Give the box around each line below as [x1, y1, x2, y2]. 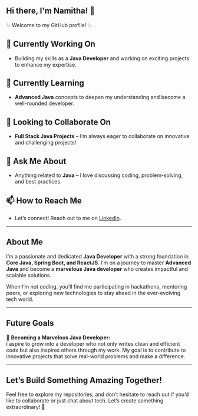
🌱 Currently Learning [6, 78, 84, 89]
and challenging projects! [14, 139, 77, 146]
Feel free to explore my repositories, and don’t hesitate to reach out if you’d [6, 391, 189, 398]
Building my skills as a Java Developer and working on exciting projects [14, 54, 190, 62]
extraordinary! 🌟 [6, 404, 45, 411]
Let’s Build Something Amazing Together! [6, 375, 162, 385]
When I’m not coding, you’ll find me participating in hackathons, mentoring [6, 283, 187, 290]
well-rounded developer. [14, 100, 75, 107]
